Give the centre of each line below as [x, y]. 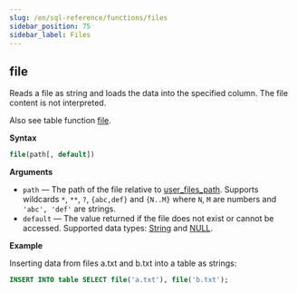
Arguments [31, 172]
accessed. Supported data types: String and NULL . [118, 229]
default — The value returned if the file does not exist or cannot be [148, 219]
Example [26, 246]
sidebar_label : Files [50, 34]
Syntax [23, 138]
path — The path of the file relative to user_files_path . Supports [140, 190]
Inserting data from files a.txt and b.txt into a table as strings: [123, 263]
